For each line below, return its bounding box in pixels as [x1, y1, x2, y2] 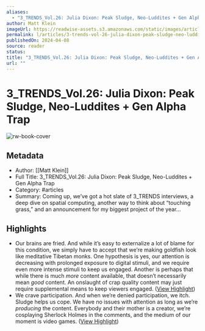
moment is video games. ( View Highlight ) [15, 318, 119, 325]
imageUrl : [6, 26, 32, 32]
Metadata [6, 151, 44, 161]
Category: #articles [15, 186, 64, 193]
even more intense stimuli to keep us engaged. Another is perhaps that [15, 266, 193, 273]
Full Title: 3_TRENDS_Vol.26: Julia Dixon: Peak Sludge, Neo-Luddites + [15, 173, 193, 180]
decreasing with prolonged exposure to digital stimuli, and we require [15, 259, 190, 267]
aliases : [6, 9, 29, 15]
